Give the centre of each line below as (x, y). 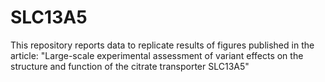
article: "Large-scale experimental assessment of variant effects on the (157, 55)
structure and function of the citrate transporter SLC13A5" (130, 66)
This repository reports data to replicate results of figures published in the (162, 45)
